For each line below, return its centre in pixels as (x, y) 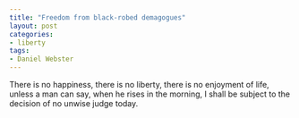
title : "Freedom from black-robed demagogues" (98, 17)
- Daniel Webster (42, 59)
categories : (31, 34)
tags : (19, 51)
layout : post (34, 26)
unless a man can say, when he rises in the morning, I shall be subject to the (150, 94)
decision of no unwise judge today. (74, 103)
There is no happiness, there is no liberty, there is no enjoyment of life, (140, 84)
